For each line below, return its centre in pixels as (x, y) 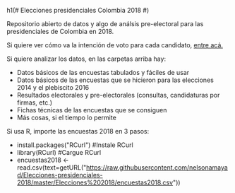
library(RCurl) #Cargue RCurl (59, 152)
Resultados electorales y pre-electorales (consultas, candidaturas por (118, 95)
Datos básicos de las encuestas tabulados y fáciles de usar (103, 72)
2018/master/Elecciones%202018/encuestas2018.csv (95, 182)
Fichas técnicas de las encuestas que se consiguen (92, 110)
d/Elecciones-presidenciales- (60, 175)
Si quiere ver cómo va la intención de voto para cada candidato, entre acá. (115, 45)
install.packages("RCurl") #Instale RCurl (75, 145)
